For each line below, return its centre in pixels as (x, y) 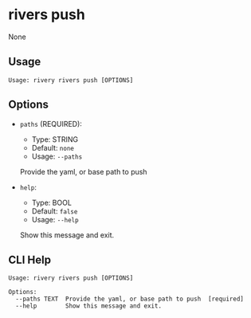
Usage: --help (55, 219)
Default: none (53, 147)
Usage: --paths (57, 156)
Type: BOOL (51, 202)
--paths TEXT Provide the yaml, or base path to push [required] (130, 299)
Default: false (55, 211)
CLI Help (30, 259)
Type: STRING (55, 139)
